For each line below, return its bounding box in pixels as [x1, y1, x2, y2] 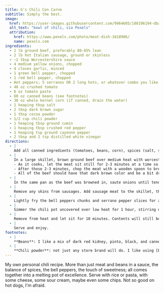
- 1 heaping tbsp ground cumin [9, 121, 73, 126]
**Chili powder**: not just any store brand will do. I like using [14, 248, 154, 253]
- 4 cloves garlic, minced [9, 67, 64, 71]
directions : [5, 139, 29, 144]
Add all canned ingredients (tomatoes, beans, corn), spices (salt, [14, 148, 156, 153]
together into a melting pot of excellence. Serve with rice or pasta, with [5, 272, 148, 278]
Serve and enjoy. [14, 225, 49, 230]
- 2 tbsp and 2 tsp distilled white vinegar [9, 135, 102, 139]
